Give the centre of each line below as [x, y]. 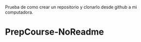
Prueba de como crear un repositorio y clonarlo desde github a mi [71, 7]
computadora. [19, 12]
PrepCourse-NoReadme [55, 32]
